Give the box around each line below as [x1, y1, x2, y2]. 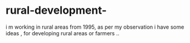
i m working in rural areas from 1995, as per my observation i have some [5, 23, 185, 30]
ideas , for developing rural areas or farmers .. [5, 29, 120, 36]
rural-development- [5, 4, 107, 17]
